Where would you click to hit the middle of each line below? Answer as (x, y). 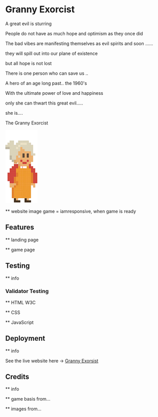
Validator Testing (27, 291)
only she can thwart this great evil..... (44, 103)
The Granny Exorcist (27, 123)
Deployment (25, 338)
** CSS (13, 312)
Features (20, 227)
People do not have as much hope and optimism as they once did (74, 33)
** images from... (24, 409)
